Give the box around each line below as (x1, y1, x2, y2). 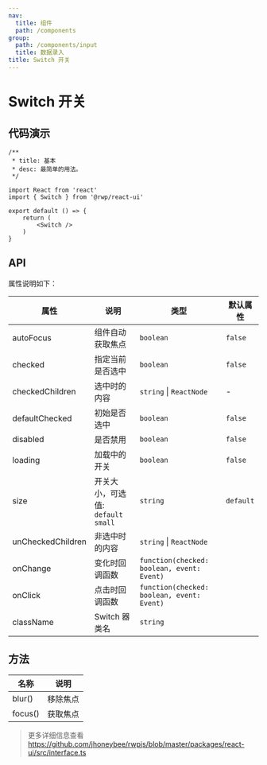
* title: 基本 (11, 157, 56, 165)
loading (12, 454, 41, 465)
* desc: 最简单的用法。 (11, 165, 82, 173)
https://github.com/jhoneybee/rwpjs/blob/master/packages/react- (27, 739, 245, 748)
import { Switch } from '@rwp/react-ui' (8, 192, 145, 201)
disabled (12, 433, 44, 445)
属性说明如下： (8, 278, 57, 288)
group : (8, 33, 30, 42)
